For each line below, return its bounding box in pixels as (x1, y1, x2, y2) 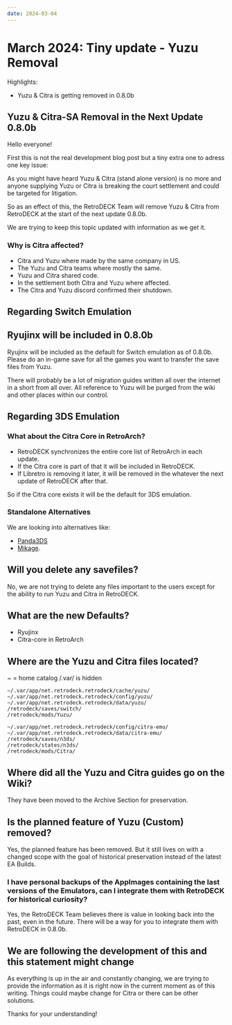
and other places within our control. (7, 391, 109, 399)
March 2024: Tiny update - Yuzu (7, 39, 199, 55)
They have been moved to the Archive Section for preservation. (7, 796, 188, 804)
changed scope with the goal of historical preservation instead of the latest (7, 853, 222, 861)
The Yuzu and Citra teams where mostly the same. (17, 264, 162, 272)
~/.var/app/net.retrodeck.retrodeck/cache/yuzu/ (7, 687, 150, 695)
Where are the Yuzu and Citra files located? (7, 655, 199, 667)
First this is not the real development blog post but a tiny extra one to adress (7, 154, 225, 162)
